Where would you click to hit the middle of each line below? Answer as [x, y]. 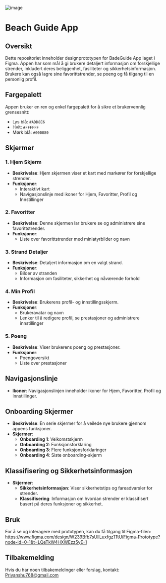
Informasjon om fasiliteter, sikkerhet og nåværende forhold [80, 279]
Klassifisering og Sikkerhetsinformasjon [69, 471]
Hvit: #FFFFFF [26, 127]
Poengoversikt [34, 358]
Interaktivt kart [35, 189]
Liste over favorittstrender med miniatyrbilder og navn [75, 239]
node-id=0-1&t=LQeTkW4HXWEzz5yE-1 [46, 542]
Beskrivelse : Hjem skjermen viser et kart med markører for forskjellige [84, 173]
